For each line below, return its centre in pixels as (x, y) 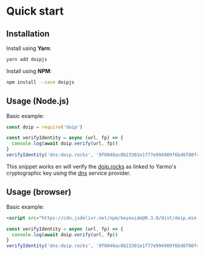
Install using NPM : (29, 71)
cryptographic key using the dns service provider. (69, 173)
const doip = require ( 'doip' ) (45, 127)
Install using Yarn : (29, 48)
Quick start (35, 11)
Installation (28, 34)
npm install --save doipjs (40, 82)
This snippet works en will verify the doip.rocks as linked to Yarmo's (91, 166)
